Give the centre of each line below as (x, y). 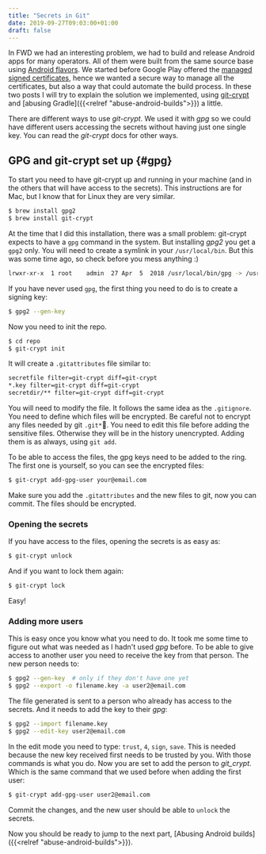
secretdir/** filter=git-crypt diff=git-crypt (86, 393)
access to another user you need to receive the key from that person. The (129, 656)
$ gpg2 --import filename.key (58, 724)
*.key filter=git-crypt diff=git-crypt (74, 385)
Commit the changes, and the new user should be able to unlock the (120, 810)
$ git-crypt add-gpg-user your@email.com (78, 481)
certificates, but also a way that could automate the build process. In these (130, 86)
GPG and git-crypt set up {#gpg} (90, 161)
